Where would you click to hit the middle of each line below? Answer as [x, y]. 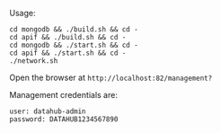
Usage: [22, 13]
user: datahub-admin [48, 111]
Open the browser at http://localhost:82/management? [111, 77]
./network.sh [34, 61]
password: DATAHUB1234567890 [64, 120]
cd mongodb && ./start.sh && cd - [74, 45]
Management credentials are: [64, 95]
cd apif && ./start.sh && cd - [68, 53]
